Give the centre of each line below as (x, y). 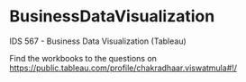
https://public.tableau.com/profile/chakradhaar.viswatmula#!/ (123, 68)
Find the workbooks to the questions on (83, 58)
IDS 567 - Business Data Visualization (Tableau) (98, 41)
